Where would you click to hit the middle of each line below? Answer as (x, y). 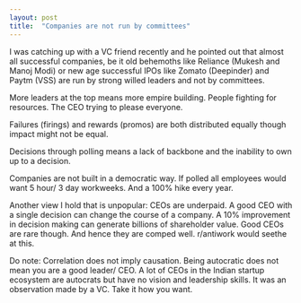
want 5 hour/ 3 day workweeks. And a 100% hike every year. (121, 187)
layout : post (34, 17)
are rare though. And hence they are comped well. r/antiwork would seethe (148, 233)
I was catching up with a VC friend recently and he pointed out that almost (147, 51)
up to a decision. (40, 160)
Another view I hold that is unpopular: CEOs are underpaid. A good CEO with (151, 205)
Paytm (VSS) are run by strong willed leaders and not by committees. (137, 80)
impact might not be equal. (59, 134)
